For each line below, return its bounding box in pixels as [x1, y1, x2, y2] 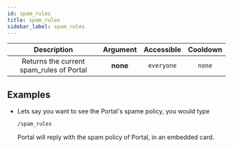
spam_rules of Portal [19, 65, 87, 75]
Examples [7, 89, 51, 100]
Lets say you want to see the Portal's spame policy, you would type [17, 107, 210, 115]
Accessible [143, 45, 182, 55]
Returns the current [21, 57, 85, 66]
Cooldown [187, 45, 223, 55]
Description [33, 45, 74, 55]
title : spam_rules [7, 17, 60, 24]
